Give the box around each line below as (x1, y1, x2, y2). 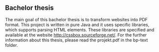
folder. (5, 42, 18, 48)
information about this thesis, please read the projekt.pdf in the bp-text (5, 37, 148, 43)
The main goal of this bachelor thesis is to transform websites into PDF (5, 16, 148, 22)
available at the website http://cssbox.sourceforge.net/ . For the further (5, 32, 147, 38)
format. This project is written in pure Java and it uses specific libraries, (5, 22, 150, 27)
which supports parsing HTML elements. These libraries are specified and (5, 26, 155, 33)
